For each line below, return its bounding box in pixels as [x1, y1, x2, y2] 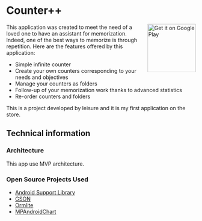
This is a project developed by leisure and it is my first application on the [6, 104, 186, 111]
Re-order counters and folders [14, 93, 91, 100]
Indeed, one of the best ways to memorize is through [6, 36, 138, 43]
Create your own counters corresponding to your [14, 67, 136, 74]
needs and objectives [14, 73, 69, 81]
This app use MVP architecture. [6, 160, 85, 167]
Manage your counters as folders [14, 79, 97, 87]
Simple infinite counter [14, 61, 71, 68]
